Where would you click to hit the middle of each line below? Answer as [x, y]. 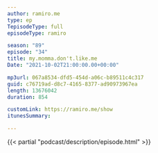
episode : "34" [28, 52]
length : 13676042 [32, 90]
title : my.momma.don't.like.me [52, 59]
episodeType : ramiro [37, 33]
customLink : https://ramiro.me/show [60, 110]
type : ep [20, 20]
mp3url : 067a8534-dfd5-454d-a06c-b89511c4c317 [76, 77]
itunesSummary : [29, 116]
